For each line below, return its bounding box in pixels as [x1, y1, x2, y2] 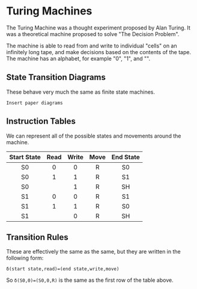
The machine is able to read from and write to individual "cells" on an [6, 42, 177, 49]
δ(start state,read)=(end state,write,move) [6, 266, 120, 272]
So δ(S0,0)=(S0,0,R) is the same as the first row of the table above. [6, 276, 174, 284]
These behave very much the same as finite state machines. [6, 88, 155, 96]
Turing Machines [6, 4, 92, 18]
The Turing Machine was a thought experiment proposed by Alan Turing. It [6, 24, 191, 31]
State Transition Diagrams [6, 72, 106, 82]
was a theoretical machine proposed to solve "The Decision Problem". [6, 30, 180, 37]
